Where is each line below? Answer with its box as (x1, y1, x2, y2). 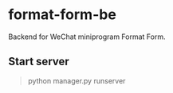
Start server (8, 55, 69, 68)
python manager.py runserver (27, 76, 126, 85)
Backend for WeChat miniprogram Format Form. (8, 32, 166, 41)
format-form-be (8, 6, 117, 24)
